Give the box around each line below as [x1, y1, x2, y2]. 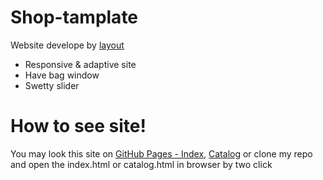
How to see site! [10, 115, 147, 138]
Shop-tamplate [10, 6, 139, 29]
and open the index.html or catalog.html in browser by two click [10, 158, 273, 170]
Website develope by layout [10, 39, 125, 51]
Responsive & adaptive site [24, 58, 137, 70]
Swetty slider [24, 79, 80, 91]
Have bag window [24, 69, 100, 81]
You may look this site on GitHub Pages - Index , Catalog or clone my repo [10, 147, 313, 160]
